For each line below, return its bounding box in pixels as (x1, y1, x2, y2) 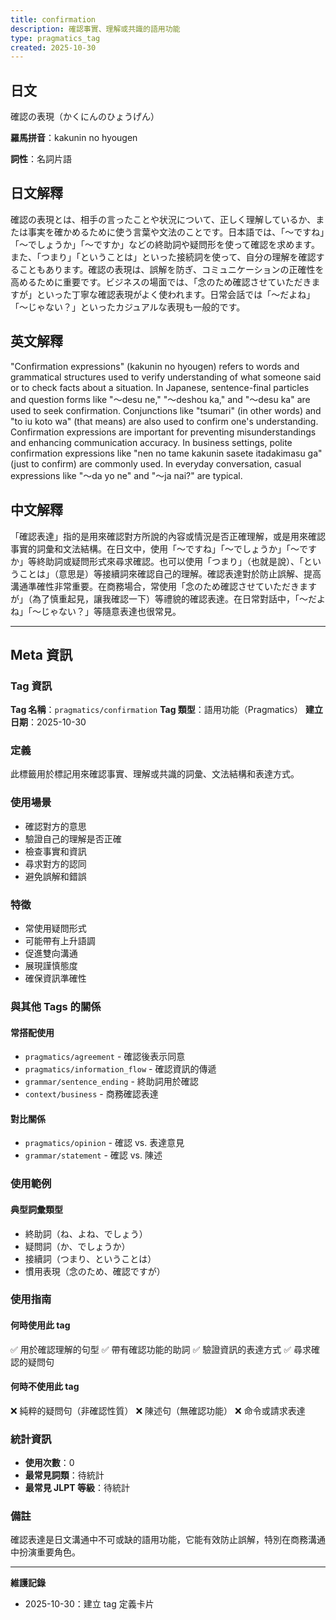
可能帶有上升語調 (24, 935, 96, 947)
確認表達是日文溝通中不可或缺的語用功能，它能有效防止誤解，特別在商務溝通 (10, 1534, 326, 1546)
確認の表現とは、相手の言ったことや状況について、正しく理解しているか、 (10, 213, 317, 225)
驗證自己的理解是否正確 (24, 832, 122, 845)
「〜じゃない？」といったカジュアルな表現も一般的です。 (10, 301, 246, 313)
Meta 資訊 (10, 646, 73, 663)
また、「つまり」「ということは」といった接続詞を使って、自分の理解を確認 (10, 251, 317, 263)
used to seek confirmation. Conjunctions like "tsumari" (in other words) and (10, 404, 322, 416)
